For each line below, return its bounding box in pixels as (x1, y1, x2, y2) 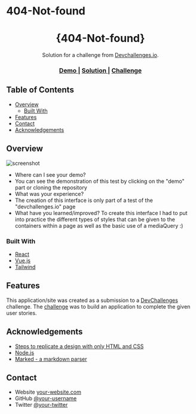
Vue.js (14, 256, 31, 264)
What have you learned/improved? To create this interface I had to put (14, 209, 188, 216)
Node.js (14, 349, 35, 356)
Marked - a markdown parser (14, 355, 88, 362)
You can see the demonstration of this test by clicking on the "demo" (14, 177, 185, 185)
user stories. (6, 309, 37, 316)
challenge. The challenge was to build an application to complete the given (6, 303, 191, 310)
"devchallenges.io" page (14, 203, 76, 210)
